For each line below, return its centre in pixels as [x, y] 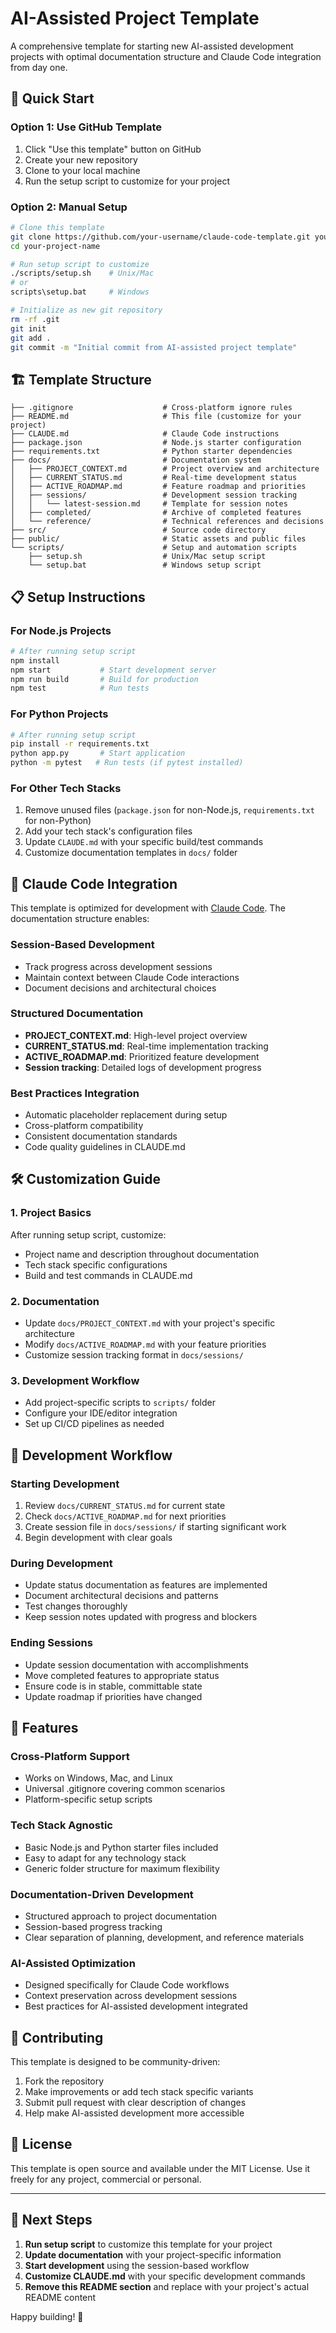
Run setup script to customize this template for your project [148, 2244]
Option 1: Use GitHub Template [86, 127]
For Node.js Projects [61, 630]
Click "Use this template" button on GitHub [113, 149]
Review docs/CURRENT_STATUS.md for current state [125, 1506]
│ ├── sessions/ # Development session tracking [154, 495]
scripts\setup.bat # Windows [80, 292]
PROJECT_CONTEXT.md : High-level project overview [136, 1035]
